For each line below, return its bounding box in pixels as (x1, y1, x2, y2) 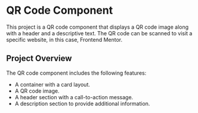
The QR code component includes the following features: (6, 69, 147, 77)
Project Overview (6, 53, 72, 63)
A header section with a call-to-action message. (14, 93, 134, 100)
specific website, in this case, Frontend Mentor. (6, 36, 123, 43)
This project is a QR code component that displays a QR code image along (6, 23, 189, 30)
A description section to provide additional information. (14, 100, 150, 107)
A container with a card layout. (14, 81, 91, 88)
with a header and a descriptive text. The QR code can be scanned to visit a (6, 29, 193, 36)
